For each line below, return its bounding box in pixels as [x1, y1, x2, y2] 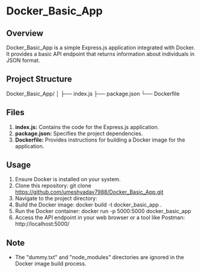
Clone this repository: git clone [14, 182, 91, 190]
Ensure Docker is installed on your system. [14, 176, 121, 183]
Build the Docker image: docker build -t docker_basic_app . [14, 201, 162, 208]
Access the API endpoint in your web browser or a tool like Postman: [14, 214, 185, 221]
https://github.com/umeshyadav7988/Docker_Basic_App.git [14, 188, 164, 196]
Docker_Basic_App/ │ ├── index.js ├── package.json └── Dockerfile [6, 90, 180, 97]
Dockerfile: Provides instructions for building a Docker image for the [14, 136, 185, 143]
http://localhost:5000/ [14, 220, 70, 227]
